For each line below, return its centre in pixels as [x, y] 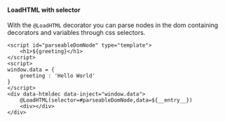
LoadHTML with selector [44, 10]
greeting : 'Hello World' [58, 76]
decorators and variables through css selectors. [76, 33]
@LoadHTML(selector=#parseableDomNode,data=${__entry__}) [106, 100]
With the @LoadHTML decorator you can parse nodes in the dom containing [113, 25]
